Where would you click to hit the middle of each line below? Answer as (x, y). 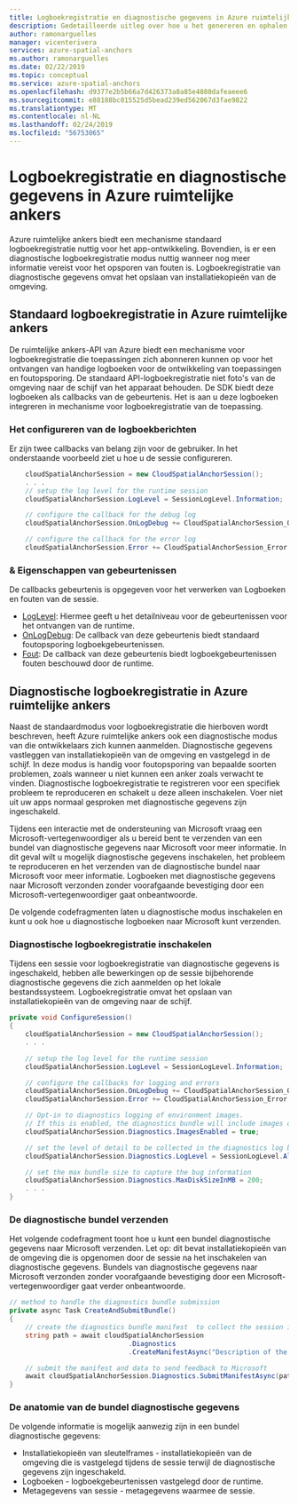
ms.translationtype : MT (53, 108)
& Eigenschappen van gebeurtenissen (93, 570)
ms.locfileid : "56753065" (57, 133)
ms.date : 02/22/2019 (47, 67)
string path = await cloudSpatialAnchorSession (114, 1335)
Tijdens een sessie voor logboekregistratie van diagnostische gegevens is (145, 963)
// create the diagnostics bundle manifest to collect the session (154, 1327)
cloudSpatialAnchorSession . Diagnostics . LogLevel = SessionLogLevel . (154, 1156)
